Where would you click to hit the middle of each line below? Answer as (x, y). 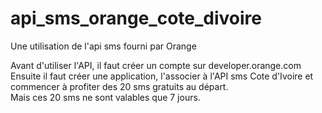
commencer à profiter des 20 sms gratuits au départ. (119, 86)
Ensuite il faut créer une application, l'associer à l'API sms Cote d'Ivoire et (162, 76)
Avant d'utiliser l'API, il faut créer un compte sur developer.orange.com (156, 65)
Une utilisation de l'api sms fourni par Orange (103, 46)
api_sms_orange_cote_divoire (136, 18)
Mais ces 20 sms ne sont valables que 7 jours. (105, 97)
